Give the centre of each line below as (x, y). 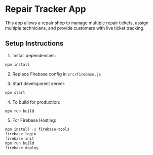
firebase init (20, 139)
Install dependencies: (34, 55)
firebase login (21, 134)
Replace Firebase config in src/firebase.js (57, 74)
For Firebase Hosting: (34, 120)
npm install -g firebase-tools (37, 129)
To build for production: (36, 102)
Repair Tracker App (46, 9)
